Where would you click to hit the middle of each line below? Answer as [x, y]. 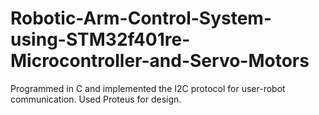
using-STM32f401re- [100, 39]
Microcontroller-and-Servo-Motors [160, 61]
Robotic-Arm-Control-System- [141, 18]
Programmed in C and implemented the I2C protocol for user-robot [148, 88]
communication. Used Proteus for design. [96, 99]
